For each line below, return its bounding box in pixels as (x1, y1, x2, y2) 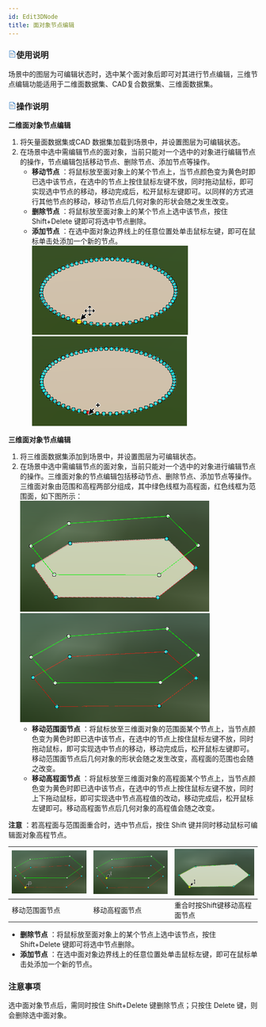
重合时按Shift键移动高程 (173, 900, 252, 911)
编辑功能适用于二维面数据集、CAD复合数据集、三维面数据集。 (14, 79, 218, 89)
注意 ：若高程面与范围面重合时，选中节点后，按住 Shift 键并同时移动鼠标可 (8, 820, 251, 830)
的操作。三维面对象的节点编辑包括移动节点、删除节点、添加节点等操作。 (19, 472, 256, 481)
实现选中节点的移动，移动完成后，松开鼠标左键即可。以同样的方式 (31, 187, 247, 197)
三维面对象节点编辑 (8, 435, 71, 445)
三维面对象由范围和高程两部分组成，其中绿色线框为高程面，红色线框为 (19, 482, 249, 491)
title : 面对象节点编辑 (8, 21, 75, 29)
